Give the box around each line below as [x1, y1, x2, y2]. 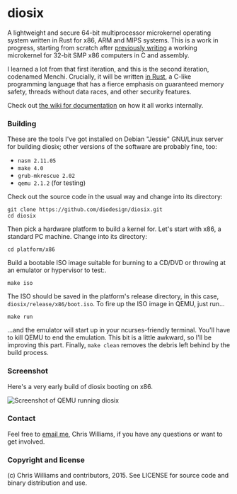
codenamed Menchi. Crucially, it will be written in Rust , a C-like [7, 72, 192, 81]
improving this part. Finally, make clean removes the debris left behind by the [7, 341, 231, 349]
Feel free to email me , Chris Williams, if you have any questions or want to [7, 430, 223, 438]
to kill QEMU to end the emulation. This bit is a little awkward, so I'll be [7, 333, 212, 342]
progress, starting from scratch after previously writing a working [7, 43, 198, 52]
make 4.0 [17, 165, 44, 172]
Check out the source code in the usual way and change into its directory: [7, 193, 223, 201]
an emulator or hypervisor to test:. [7, 266, 107, 274]
